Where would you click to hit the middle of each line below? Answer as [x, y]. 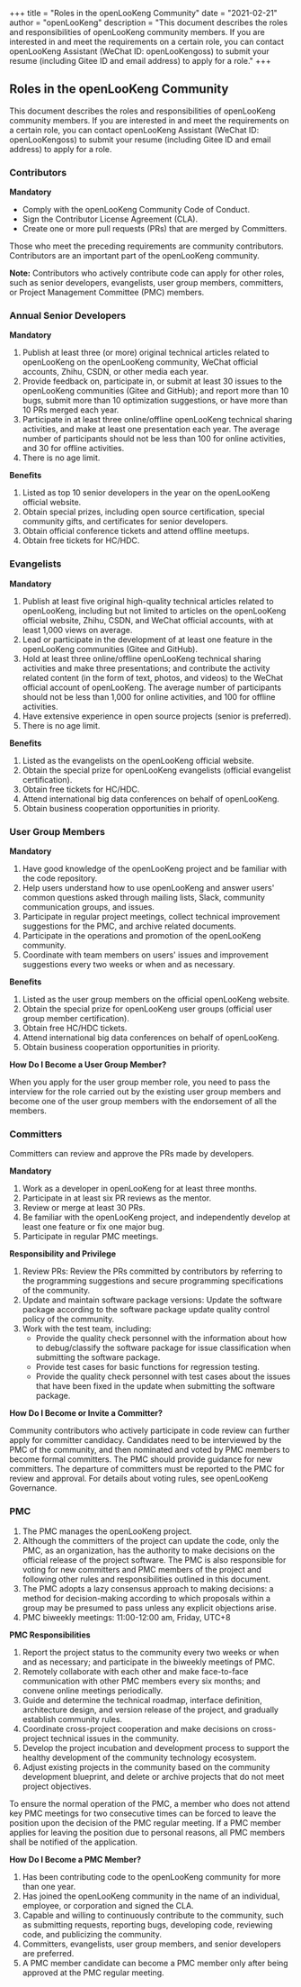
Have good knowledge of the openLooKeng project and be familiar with [155, 869]
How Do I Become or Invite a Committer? [86, 1413]
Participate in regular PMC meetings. [90, 1237]
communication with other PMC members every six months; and [141, 1681]
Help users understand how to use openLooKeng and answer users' [148, 888]
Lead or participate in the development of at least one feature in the [147, 640]
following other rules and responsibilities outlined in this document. [146, 1579]
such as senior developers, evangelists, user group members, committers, [146, 283]
